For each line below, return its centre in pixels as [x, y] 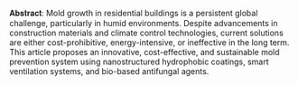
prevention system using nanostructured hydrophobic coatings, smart [139, 62]
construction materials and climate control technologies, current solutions [147, 33]
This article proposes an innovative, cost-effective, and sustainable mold [144, 52]
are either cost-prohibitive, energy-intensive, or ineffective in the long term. [149, 43]
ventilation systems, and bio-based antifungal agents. [109, 71]
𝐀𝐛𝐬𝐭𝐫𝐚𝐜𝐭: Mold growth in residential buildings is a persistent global [134, 13]
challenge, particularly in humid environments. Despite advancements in [144, 23]
